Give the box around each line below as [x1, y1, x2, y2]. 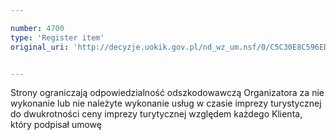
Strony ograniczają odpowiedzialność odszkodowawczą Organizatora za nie [10, 87, 325, 99]
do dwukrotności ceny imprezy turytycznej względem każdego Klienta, [10, 108, 303, 120]
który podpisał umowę [10, 119, 102, 131]
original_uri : [10, 42, 70, 52]
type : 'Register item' [10, 32, 105, 43]
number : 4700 [10, 23, 65, 33]
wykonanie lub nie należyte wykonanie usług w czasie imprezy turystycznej [10, 97, 322, 110]
